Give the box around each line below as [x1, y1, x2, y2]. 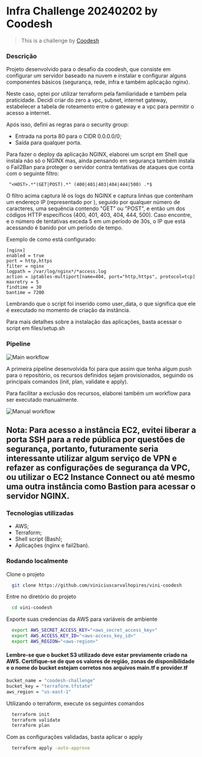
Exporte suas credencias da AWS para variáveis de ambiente [6, 615, 158, 623]
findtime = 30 [6, 284, 42, 290]
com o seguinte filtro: [6, 170, 59, 177]
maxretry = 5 [6, 279, 39, 285]
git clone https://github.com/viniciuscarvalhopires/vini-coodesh [11, 582, 182, 588]
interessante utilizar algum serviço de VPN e [6, 453, 177, 463]
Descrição [6, 52, 37, 60]
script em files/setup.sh [6, 325, 65, 332]
